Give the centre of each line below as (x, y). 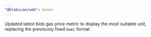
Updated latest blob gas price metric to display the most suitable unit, (75, 24)
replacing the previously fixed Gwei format (47, 29)
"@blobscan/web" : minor (29, 10)
